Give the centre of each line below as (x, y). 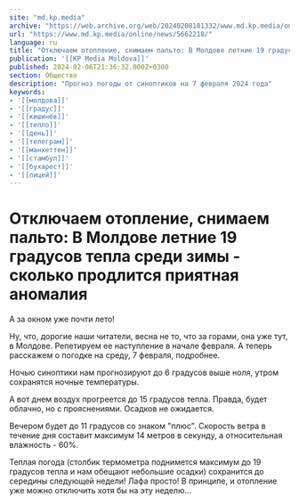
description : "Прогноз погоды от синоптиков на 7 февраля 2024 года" (141, 84)
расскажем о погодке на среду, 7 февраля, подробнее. (115, 355)
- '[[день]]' (33, 134)
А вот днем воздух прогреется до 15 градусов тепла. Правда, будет (138, 399)
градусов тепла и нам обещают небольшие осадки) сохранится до (137, 472)
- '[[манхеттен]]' (43, 150)
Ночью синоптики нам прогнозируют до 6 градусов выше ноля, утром (144, 373)
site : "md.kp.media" (48, 17)
